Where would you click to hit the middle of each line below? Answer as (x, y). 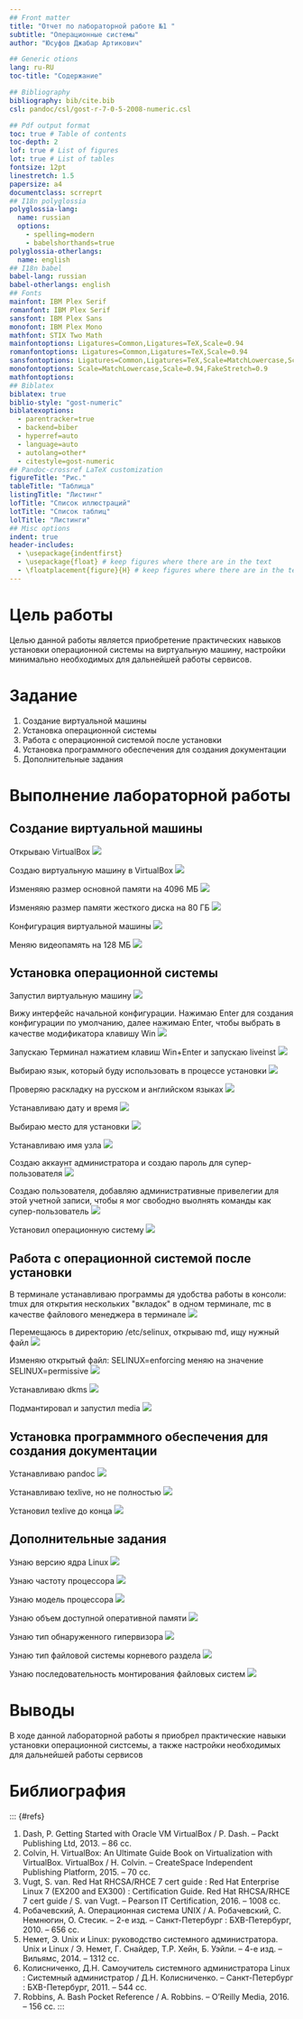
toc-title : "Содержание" (56, 76)
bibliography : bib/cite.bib (62, 100)
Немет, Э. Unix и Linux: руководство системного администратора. (150, 1939)
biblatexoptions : (42, 411)
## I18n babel (36, 268)
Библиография (68, 1791)
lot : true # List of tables (62, 159)
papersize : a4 (36, 184)
